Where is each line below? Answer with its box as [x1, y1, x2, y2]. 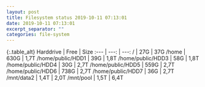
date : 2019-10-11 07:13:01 [6, 20, 75, 26]
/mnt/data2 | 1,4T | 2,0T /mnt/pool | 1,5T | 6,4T [6, 74, 124, 82]
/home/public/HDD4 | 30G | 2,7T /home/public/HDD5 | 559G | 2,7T [6, 61, 175, 69]
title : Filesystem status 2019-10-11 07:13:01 [6, 15, 127, 21]
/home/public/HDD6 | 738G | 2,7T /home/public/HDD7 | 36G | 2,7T [6, 68, 174, 75]
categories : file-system [6, 32, 70, 38]
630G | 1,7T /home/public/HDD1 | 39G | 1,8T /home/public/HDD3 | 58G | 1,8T [6, 55, 199, 62]
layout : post [6, 9, 40, 15]
